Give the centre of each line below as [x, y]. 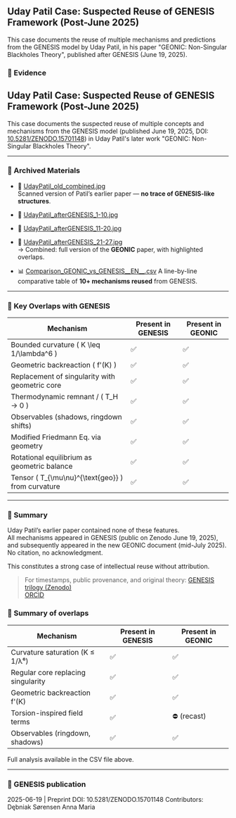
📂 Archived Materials [44, 170]
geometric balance [42, 466]
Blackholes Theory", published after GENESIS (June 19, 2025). [97, 54]
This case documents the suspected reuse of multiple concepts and [106, 123]
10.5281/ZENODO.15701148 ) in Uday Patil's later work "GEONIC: [99, 138]
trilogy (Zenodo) [48, 588]
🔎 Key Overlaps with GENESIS [59, 306]
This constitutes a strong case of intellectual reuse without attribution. [109, 567]
